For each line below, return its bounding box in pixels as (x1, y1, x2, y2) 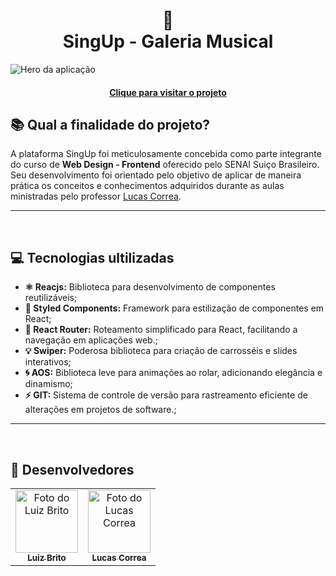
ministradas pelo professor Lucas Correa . (10, 190, 182, 203)
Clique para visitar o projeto (109, 86, 227, 98)
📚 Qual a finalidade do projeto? (10, 116, 211, 133)
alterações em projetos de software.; (24, 404, 177, 416)
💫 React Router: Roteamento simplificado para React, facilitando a (24, 324, 298, 336)
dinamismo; (24, 378, 73, 390)
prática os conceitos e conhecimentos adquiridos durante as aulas (10, 180, 285, 192)
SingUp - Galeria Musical (62, 30, 274, 53)
